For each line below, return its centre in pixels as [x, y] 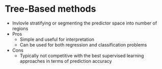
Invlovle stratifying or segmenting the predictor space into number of [85, 23]
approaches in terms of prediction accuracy [66, 61]
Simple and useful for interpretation [57, 39]
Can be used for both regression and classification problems [83, 44]
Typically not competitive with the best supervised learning [82, 55]
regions [20, 28]
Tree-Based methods [50, 9]
